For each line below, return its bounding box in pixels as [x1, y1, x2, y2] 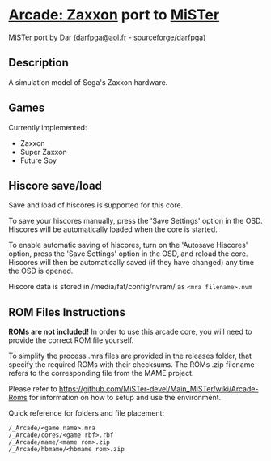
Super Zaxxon [19, 147, 67, 156]
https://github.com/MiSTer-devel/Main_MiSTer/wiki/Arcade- [59, 384, 259, 394]
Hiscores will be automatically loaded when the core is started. [8, 224, 218, 234]
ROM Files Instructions [8, 305, 125, 319]
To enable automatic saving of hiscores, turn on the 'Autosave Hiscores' [8, 241, 248, 250]
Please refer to [8, 384, 58, 394]
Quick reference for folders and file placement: [8, 408, 164, 418]
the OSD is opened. [8, 266, 74, 276]
